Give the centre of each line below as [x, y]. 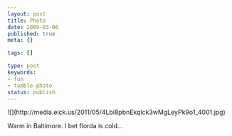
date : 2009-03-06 [33, 27]
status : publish [31, 92]
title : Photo [27, 21]
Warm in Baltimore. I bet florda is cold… [65, 126]
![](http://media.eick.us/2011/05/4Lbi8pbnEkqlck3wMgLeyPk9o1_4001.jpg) [116, 112]
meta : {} [20, 40]
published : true [31, 34]
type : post [23, 66]
